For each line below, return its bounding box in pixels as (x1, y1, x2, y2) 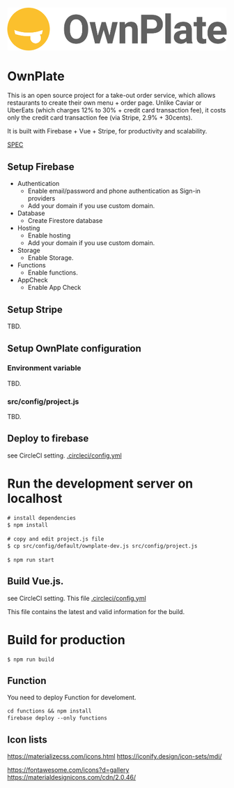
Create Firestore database (27, 217, 103, 225)
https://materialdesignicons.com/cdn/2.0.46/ (7, 773, 136, 782)
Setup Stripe (7, 303, 63, 315)
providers (27, 194, 56, 203)
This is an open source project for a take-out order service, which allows (7, 92, 216, 100)
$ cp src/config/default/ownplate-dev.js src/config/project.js (7, 542, 198, 549)
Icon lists (7, 734, 47, 745)
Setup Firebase (7, 161, 75, 173)
